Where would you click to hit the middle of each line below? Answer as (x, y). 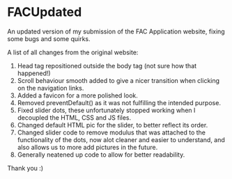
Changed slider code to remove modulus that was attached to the (111, 132)
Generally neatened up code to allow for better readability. (101, 155)
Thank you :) (25, 168)
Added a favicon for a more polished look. (77, 95)
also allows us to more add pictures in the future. (87, 147)
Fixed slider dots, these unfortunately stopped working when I (106, 110)
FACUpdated (45, 12)
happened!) (34, 73)
